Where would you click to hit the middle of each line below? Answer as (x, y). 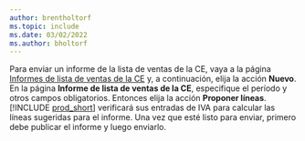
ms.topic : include (44, 26)
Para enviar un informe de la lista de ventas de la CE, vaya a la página (140, 69)
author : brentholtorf (51, 18)
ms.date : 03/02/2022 (49, 35)
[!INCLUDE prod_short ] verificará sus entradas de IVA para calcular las (142, 108)
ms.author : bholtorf (49, 43)
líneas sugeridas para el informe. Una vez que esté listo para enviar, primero (153, 117)
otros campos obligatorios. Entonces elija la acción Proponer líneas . (138, 98)
